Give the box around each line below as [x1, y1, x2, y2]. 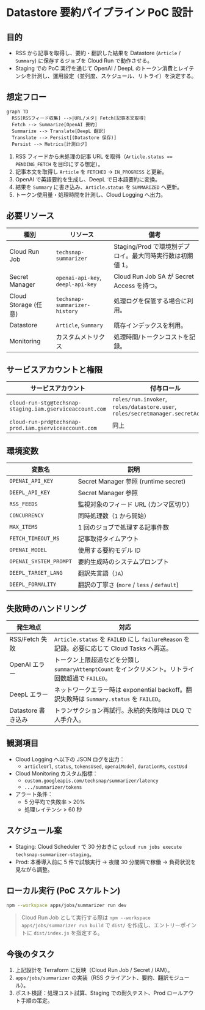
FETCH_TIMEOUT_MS [9, 535, 60, 542]
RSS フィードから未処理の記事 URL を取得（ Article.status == [15, 153, 173, 160]
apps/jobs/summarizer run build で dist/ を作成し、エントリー [21, 922, 181, 929]
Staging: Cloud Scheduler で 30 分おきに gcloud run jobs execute [15, 843, 182, 850]
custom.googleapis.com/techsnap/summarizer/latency [24, 778, 159, 784]
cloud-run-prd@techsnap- [9, 419, 82, 426]
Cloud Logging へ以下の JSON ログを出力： [15, 755, 125, 763]
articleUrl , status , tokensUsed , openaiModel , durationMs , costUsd [24, 762, 188, 770]
